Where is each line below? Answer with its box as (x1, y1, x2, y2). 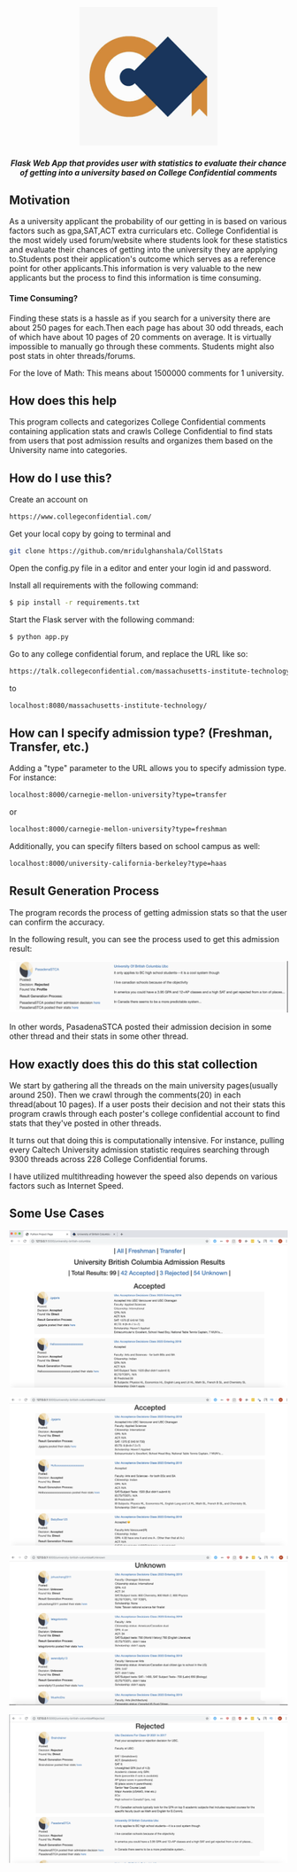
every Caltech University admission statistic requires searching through (9, 1144, 270, 1155)
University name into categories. (9, 445, 128, 456)
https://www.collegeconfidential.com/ (9, 512, 152, 521)
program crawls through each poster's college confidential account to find (9, 1109, 280, 1119)
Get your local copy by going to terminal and (9, 528, 171, 539)
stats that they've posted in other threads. (9, 1118, 162, 1128)
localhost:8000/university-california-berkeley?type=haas (9, 859, 227, 869)
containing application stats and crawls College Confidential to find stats (9, 426, 273, 437)
